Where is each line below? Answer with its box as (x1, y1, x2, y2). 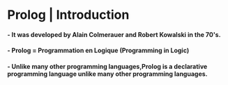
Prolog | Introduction (7, 7, 130, 23)
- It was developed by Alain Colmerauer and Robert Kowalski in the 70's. (7, 30, 221, 38)
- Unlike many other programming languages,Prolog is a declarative (7, 62, 208, 70)
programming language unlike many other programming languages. (7, 70, 208, 78)
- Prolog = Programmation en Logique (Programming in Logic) (7, 46, 190, 55)
